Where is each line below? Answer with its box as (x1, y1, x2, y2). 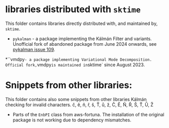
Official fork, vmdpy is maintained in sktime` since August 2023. (5, 61, 145, 68)
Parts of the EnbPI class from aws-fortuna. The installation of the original (12, 111, 164, 117)
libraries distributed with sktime (5, 4, 141, 15)
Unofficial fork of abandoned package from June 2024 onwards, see (12, 41, 157, 47)
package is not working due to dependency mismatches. (12, 117, 131, 123)
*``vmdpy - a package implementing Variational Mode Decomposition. (5, 56, 152, 62)
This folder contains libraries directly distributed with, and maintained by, (5, 20, 158, 26)
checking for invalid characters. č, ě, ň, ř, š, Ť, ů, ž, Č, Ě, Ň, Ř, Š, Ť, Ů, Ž (5, 102, 154, 108)
